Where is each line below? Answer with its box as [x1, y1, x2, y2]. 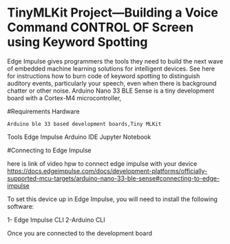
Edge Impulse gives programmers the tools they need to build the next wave [7, 57, 224, 65]
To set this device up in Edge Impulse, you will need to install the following [7, 195, 218, 203]
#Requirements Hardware [7, 107, 81, 115]
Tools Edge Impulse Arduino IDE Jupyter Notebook [7, 133, 151, 141]
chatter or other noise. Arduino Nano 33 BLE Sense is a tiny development [7, 86, 215, 95]
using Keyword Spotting [7, 35, 148, 50]
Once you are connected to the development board [7, 229, 153, 237]
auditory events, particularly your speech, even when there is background [7, 79, 217, 87]
